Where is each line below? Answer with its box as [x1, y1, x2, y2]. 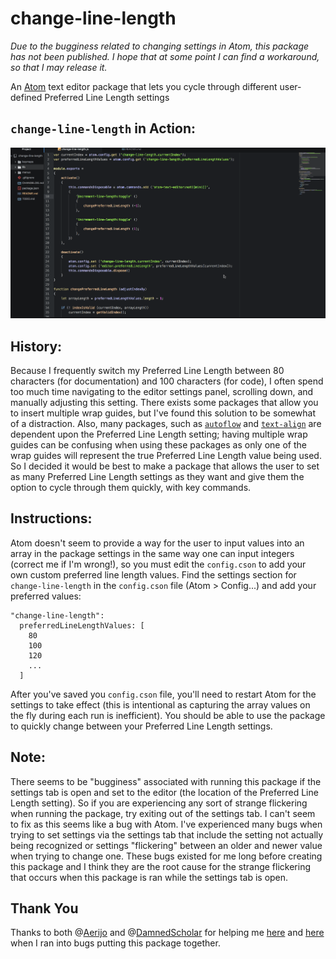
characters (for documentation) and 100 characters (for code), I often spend [10, 375, 324, 387]
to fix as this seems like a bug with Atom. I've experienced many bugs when [10, 818, 323, 830]
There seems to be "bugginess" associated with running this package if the [10, 775, 322, 787]
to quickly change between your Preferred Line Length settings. [10, 720, 273, 732]
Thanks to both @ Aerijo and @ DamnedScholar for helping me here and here [10, 927, 325, 939]
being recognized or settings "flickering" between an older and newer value [10, 839, 323, 851]
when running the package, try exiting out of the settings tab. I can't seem [10, 807, 316, 819]
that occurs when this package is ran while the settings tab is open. [10, 871, 289, 883]
